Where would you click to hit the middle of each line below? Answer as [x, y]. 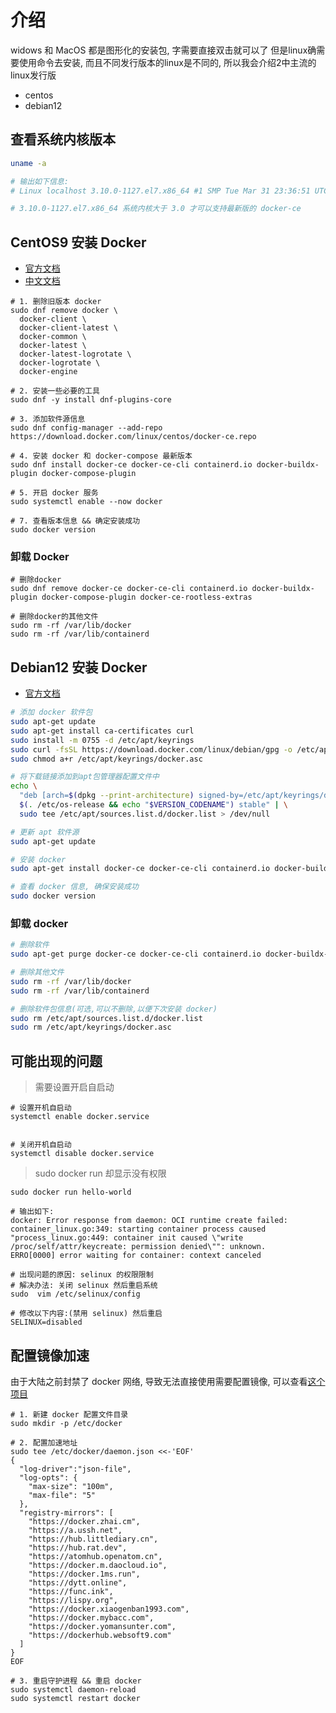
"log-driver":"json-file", [75, 1469]
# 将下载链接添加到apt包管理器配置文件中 [85, 777]
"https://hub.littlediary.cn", [93, 1539]
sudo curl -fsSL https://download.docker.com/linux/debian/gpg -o [151, 749]
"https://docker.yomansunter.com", [102, 1626]
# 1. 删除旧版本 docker [56, 302]
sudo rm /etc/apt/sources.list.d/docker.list [106, 1018]
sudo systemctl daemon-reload [73, 1689]
